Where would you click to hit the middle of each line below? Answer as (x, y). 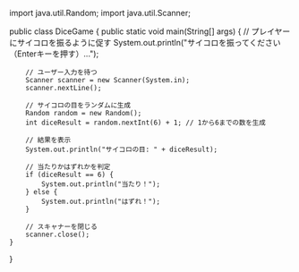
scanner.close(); (58, 234)
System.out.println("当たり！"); (101, 184)
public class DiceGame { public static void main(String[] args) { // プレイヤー (150, 31)
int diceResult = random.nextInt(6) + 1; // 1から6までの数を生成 (145, 123)
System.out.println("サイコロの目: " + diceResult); (122, 149)
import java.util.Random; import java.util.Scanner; (100, 13)
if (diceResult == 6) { (70, 174)
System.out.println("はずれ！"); (101, 201)
